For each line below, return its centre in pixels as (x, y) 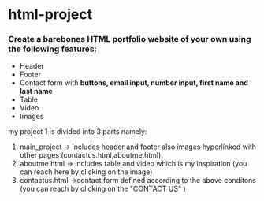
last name (36, 91)
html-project (50, 15)
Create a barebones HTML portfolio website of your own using (130, 39)
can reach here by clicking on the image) (86, 172)
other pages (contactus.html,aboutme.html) (90, 155)
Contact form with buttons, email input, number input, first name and (134, 83)
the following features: (52, 49)
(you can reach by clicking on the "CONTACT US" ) (103, 189)
